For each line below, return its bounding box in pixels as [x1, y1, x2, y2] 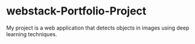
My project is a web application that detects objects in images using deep [6, 24, 190, 31]
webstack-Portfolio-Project [6, 4, 147, 18]
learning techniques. [6, 30, 57, 37]
